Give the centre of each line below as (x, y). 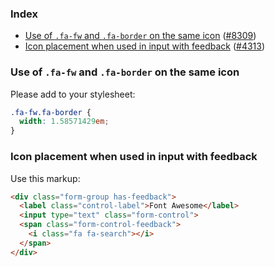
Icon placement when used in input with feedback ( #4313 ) (145, 46)
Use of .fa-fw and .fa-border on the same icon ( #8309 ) (140, 36)
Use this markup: (45, 178)
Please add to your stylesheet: (73, 94)
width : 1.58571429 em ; (64, 122)
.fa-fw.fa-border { (51, 112)
